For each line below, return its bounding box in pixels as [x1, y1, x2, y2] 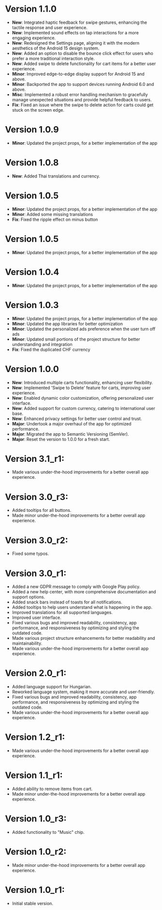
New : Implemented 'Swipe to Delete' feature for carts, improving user [12, 385, 151, 390]
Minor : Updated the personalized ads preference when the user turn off [12, 326, 156, 332]
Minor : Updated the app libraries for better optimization [12, 321, 123, 326]
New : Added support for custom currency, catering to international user [12, 405, 156, 411]
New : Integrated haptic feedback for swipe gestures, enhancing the [12, 19, 147, 25]
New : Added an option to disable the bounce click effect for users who [12, 50, 153, 56]
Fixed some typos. [12, 551, 49, 556]
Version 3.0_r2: [5, 535, 69, 546]
